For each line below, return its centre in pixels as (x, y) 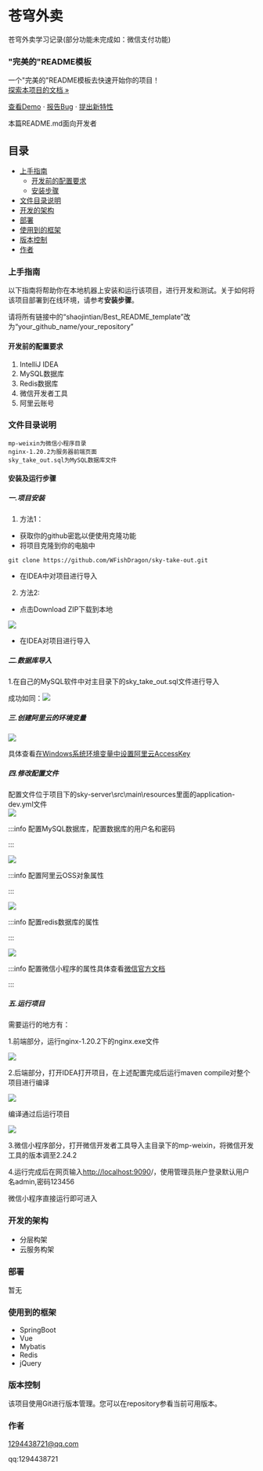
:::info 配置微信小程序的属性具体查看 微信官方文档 (87, 969)
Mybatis (32, 1347)
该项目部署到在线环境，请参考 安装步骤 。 (73, 300)
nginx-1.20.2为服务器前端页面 (53, 452)
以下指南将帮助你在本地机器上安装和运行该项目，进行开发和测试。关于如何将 (131, 291)
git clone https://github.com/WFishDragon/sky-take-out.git (108, 561)
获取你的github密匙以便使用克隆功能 (78, 536)
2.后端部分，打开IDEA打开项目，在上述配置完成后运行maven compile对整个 (129, 1073)
